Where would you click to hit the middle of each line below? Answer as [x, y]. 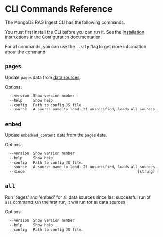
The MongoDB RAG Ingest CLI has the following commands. [65, 22]
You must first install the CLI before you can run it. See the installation [75, 32]
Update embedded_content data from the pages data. [56, 135]
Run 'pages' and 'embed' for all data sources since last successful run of [78, 197]
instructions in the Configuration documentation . [53, 37]
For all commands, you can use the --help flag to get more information [76, 46]
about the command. [26, 52]
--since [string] [82, 171]
